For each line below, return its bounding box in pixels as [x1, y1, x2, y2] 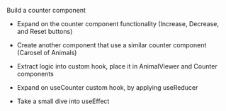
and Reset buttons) [16, 28, 73, 35]
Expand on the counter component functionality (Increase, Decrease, [16, 20, 219, 28]
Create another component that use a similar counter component [16, 41, 207, 49]
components [16, 70, 54, 78]
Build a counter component [6, 6, 86, 14]
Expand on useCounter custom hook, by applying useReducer [16, 83, 198, 91]
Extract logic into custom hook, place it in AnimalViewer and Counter [16, 62, 217, 70]
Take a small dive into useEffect [16, 97, 110, 105]
